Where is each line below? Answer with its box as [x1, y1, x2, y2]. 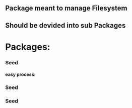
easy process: [5, 71, 36, 77]
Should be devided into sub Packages [5, 21, 126, 30]
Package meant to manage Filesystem [5, 4, 127, 13]
